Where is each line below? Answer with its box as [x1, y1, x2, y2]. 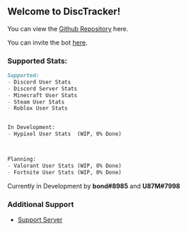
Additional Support [7, 199, 74, 209]
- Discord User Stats [7, 78, 72, 86]
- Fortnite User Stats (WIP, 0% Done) [7, 169, 122, 176]
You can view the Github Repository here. [7, 24, 129, 33]
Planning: [7, 156, 37, 163]
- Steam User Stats [7, 98, 65, 106]
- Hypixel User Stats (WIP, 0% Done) [7, 130, 122, 137]
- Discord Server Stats [7, 85, 78, 92]
